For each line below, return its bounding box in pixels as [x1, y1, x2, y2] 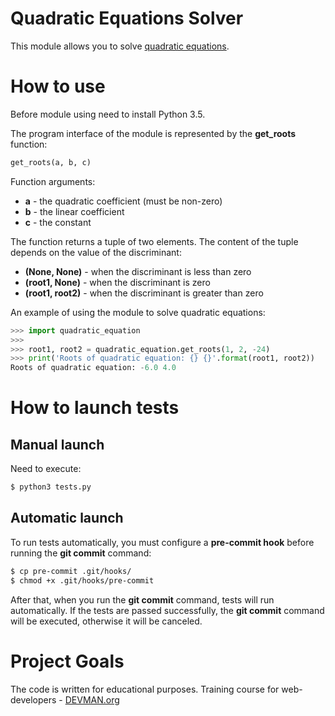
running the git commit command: [10, 547, 152, 559]
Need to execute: [10, 463, 82, 475]
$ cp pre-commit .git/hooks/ [10, 566, 132, 576]
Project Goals [10, 650, 125, 672]
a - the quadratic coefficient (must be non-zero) [24, 195, 223, 207]
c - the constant [24, 216, 92, 228]
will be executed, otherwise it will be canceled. [10, 615, 203, 627]
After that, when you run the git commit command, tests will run [10, 593, 275, 606]
